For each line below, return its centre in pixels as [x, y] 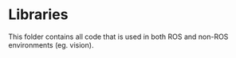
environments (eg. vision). [51, 44]
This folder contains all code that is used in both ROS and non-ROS [118, 37]
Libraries [38, 15]
